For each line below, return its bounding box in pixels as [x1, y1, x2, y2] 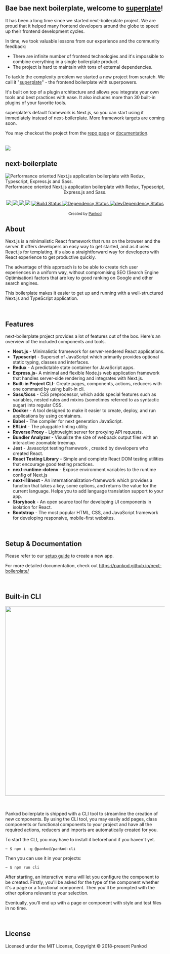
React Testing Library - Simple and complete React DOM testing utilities [12, 456, 164, 462]
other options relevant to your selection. [5, 890, 89, 896]
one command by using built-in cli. [12, 386, 85, 392]
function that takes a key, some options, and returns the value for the [12, 483, 157, 489]
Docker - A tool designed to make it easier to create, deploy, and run [12, 407, 156, 414]
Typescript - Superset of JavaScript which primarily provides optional [12, 354, 159, 360]
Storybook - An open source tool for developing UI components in [12, 499, 152, 505]
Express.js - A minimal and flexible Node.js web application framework [12, 370, 160, 376]
